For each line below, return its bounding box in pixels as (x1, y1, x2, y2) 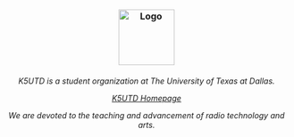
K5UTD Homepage (111, 93, 182, 103)
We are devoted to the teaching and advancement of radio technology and (8, 109, 285, 120)
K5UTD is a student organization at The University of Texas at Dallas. (18, 76, 275, 86)
